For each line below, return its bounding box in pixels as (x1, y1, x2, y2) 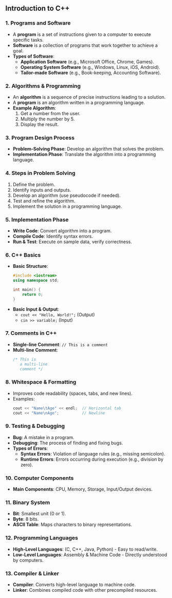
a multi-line (20, 361, 48, 367)
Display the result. (20, 121, 59, 128)
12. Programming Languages (5, 534, 79, 541)
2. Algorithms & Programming (5, 82, 81, 89)
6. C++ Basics (5, 251, 41, 259)
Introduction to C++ (5, 4, 70, 13)
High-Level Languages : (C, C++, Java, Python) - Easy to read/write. (12, 546, 158, 552)
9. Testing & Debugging (5, 423, 65, 430)
